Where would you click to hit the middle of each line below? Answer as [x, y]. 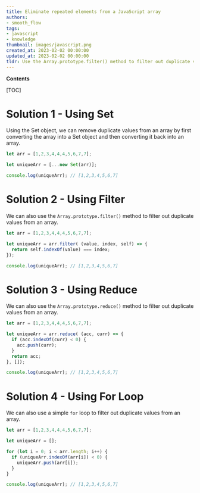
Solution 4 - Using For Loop [75, 396]
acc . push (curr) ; [37, 345]
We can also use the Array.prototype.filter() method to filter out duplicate [100, 216]
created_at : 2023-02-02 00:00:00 [48, 51]
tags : [13, 28]
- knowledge [21, 39]
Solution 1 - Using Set [60, 114]
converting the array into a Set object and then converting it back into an [95, 137]
